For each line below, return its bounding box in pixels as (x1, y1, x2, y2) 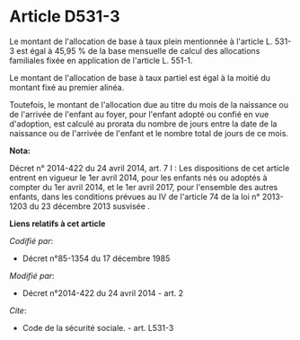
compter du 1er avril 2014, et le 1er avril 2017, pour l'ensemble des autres (9, 181, 278, 192)
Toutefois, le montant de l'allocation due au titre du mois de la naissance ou (9, 99, 289, 109)
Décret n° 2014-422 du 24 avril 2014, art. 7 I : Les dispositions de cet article (9, 162, 290, 173)
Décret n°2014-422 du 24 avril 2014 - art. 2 (22, 287, 184, 298)
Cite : (9, 305, 27, 316)
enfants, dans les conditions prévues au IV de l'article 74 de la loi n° (9, 191, 260, 202)
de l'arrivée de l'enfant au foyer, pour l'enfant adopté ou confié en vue (9, 109, 269, 119)
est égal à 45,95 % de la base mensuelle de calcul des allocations (16, 45, 260, 56)
